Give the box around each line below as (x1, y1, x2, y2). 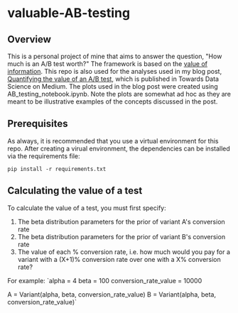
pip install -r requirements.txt (7, 165, 107, 172)
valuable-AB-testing (7, 5, 130, 21)
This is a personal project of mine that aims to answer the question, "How (7, 52, 222, 60)
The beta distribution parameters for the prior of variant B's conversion (17, 232, 226, 241)
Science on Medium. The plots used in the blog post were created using (7, 82, 218, 90)
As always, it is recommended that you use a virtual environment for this (7, 136, 219, 145)
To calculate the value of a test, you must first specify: (7, 204, 166, 212)
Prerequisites (7, 118, 68, 130)
